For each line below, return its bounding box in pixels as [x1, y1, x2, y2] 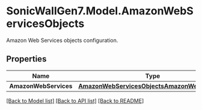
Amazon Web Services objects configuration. [6, 36, 118, 44]
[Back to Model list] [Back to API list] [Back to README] [6, 97, 144, 104]
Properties [6, 54, 47, 64]
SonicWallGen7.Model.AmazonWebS [6, 4, 194, 18]
